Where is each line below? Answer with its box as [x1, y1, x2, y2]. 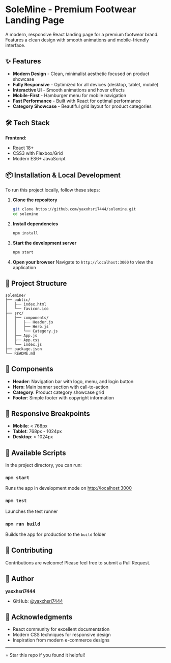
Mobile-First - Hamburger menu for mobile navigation [12, 92, 126, 98]
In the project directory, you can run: [5, 462, 82, 468]
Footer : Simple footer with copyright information [12, 394, 115, 400]
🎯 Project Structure [5, 279, 67, 288]
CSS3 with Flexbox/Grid [12, 150, 63, 156]
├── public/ [5, 297, 31, 302]
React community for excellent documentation [12, 626, 110, 632]
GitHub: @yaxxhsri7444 [12, 598, 63, 604]
